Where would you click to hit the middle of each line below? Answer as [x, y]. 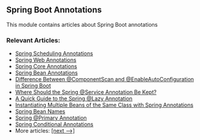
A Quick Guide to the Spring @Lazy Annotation [74, 99]
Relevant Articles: [33, 40]
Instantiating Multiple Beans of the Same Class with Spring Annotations [104, 105]
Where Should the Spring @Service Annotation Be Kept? [86, 92]
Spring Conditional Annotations [54, 124]
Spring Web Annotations [46, 60]
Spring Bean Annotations [46, 73]
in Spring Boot [33, 86]
